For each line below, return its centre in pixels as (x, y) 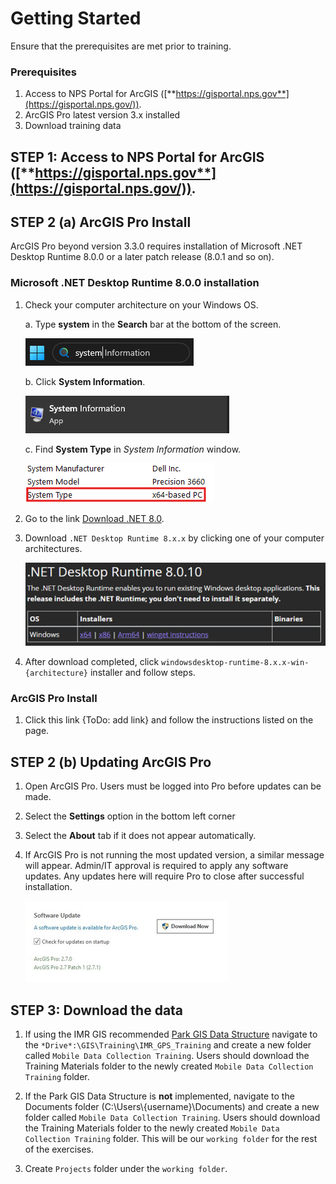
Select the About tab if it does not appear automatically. (140, 836)
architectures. (53, 548)
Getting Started (76, 18)
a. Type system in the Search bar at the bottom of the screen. (153, 324)
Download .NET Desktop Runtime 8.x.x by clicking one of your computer (174, 538)
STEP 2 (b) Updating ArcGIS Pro (111, 762)
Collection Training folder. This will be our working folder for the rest (171, 1139)
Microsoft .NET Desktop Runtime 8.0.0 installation (135, 283)
